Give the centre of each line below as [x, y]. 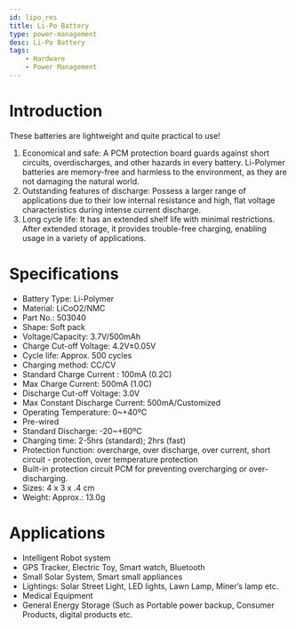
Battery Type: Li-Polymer [68, 298]
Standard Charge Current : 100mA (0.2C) [97, 374]
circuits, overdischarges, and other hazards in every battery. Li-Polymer [154, 162]
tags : [19, 51]
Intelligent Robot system [66, 558]
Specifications [64, 274]
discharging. [45, 478]
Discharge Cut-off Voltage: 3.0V [81, 393]
